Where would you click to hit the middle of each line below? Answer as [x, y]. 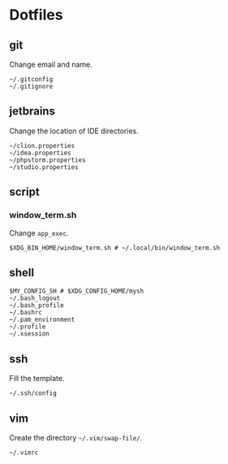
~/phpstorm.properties [47, 160]
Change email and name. [51, 64]
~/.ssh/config [33, 393]
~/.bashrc [26, 313]
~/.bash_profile [37, 306]
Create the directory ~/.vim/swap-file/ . [76, 437]
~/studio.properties [44, 167]
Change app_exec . [39, 232]
